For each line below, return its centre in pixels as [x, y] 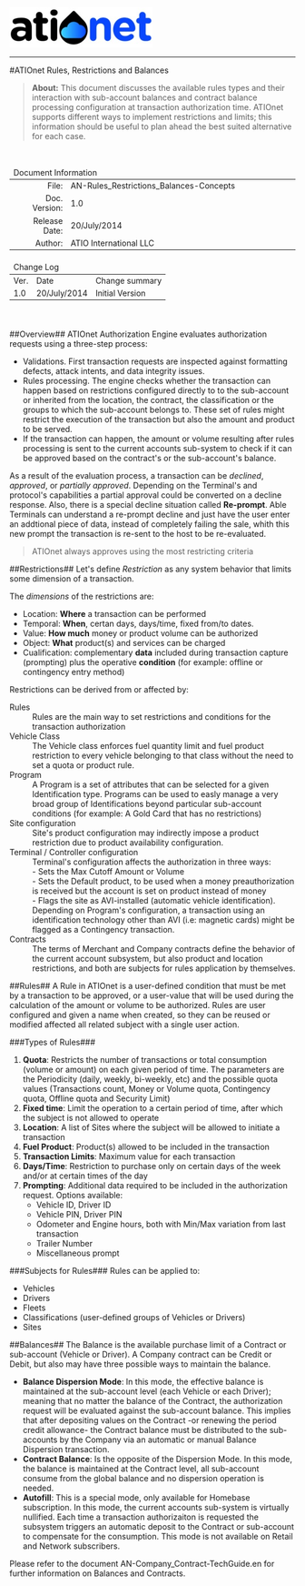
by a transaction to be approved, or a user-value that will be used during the [152, 995]
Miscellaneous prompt [78, 1253]
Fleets [34, 1308]
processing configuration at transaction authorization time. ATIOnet [157, 107]
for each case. [59, 136]
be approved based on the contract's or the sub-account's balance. [149, 458]
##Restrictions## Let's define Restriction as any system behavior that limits [151, 569]
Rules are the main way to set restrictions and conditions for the [152, 716]
